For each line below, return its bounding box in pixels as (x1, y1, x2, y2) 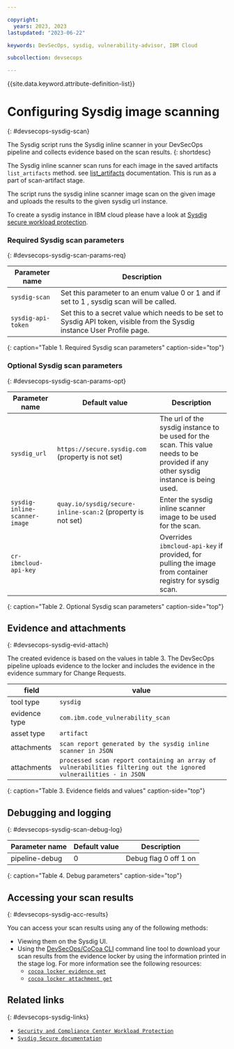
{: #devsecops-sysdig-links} (7, 1013, 89, 1021)
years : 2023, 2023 (13, 22, 68, 30)
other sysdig (159, 466, 201, 476)
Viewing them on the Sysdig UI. (17, 938, 108, 946)
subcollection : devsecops (7, 54, 82, 61)
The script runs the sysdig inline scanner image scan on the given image (7, 189, 216, 199)
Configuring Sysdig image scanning (7, 104, 220, 120)
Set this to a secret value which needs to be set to (60, 308, 224, 318)
